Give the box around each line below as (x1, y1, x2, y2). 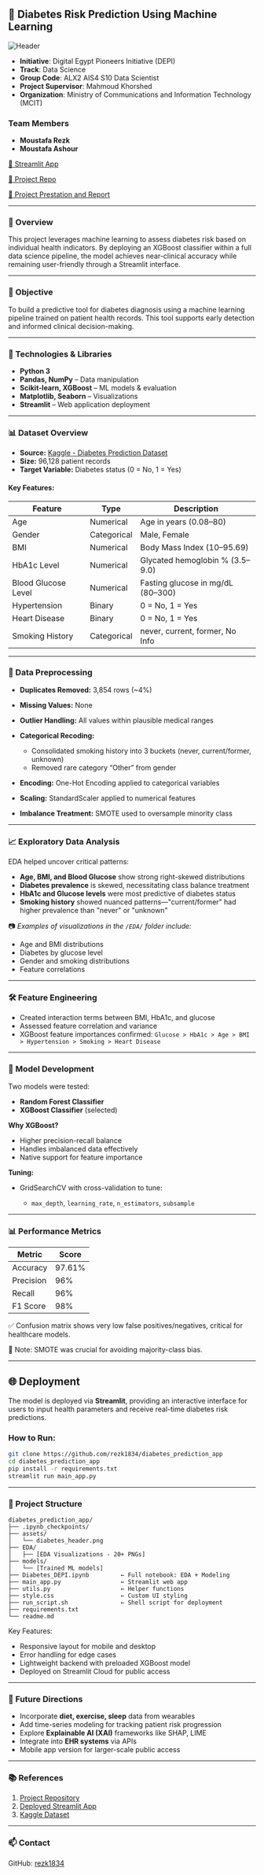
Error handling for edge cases (19, 1650, 116, 1659)
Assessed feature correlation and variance (19, 1021, 158, 1031)
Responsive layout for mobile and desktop (19, 1641, 156, 1651)
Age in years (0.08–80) (140, 516, 226, 527)
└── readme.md (8, 1612, 55, 1620)
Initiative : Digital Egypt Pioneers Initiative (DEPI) (19, 56, 176, 65)
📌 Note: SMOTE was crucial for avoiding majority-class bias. (8, 1344, 203, 1354)
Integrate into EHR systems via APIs (19, 1736, 137, 1746)
